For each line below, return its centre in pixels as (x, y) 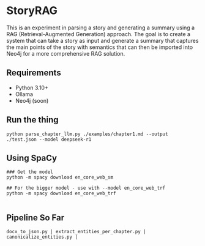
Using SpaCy (32, 158)
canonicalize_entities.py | (42, 237)
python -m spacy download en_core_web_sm (60, 177)
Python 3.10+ (32, 88)
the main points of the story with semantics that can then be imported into (100, 47)
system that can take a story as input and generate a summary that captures (102, 40)
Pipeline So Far (35, 218)
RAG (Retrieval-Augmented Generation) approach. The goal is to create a (99, 34)
